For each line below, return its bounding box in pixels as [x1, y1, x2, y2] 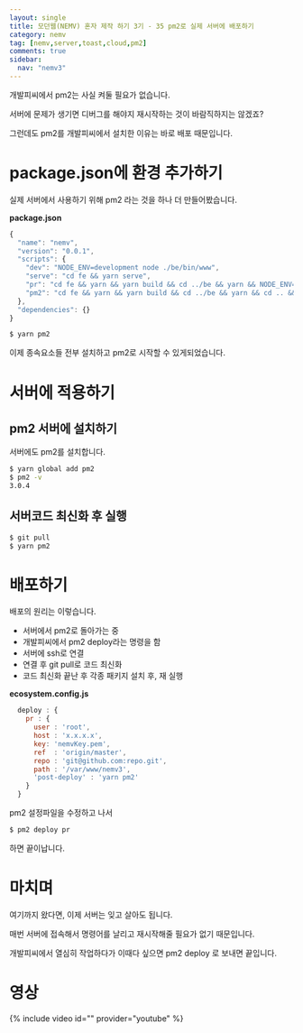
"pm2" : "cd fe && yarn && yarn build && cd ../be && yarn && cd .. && [25, 288, 297, 298]
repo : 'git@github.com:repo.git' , [32, 756, 168, 765]
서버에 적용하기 [9, 383, 115, 402]
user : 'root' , [32, 723, 91, 732]
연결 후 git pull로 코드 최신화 [22, 659, 123, 670]
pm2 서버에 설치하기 [9, 420, 117, 436]
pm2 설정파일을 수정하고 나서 [9, 807, 113, 818]
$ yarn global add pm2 [9, 465, 95, 474]
